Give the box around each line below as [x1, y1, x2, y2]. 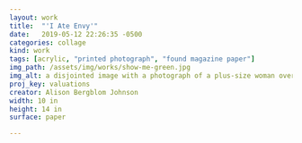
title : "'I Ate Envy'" [9, 21, 99, 30]
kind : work [9, 46, 50, 55]
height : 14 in [9, 105, 63, 114]
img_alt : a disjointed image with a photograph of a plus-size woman [9, 71, 276, 80]
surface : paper [9, 113, 67, 122]
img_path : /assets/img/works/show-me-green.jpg [9, 63, 191, 72]
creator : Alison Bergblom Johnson [9, 88, 139, 97]
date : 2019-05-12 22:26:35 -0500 [9, 29, 143, 38]
